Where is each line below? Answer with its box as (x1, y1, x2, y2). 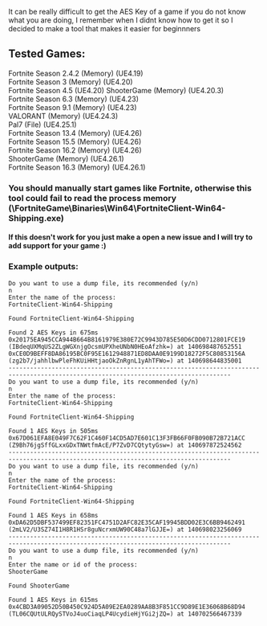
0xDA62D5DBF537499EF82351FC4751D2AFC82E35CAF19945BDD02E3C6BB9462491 (8, 518, 246, 526)
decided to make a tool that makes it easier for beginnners (8, 24, 201, 33)
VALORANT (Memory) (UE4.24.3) (8, 111, 119, 121)
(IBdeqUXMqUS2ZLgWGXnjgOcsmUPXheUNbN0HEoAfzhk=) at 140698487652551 (8, 342, 242, 350)
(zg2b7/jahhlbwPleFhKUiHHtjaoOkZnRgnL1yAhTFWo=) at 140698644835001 (8, 357, 242, 365)
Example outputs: (8, 261, 79, 272)
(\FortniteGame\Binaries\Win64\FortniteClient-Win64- (8, 203, 226, 214)
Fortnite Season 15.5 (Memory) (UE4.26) (8, 137, 142, 146)
